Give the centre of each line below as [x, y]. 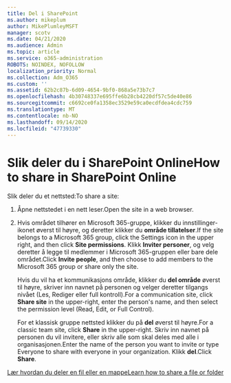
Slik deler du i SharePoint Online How [114, 163]
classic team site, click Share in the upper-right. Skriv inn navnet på [113, 330]
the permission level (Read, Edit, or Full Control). [86, 309]
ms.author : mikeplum [37, 20]
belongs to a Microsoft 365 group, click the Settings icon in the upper [115, 237]
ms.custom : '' [27, 84]
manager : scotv [29, 33]
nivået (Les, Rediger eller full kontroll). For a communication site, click [115, 295]
